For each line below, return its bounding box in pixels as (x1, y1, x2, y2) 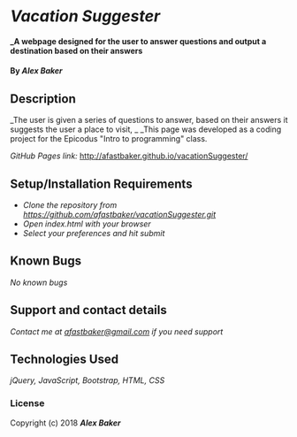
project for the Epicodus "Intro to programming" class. (10, 134, 208, 144)
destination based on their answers (10, 45, 143, 56)
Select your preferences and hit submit (22, 228, 165, 238)
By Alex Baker (10, 65, 63, 76)
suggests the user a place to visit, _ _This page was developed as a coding (10, 124, 282, 134)
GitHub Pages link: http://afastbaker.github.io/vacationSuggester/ (10, 150, 248, 161)
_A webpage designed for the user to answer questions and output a (10, 35, 267, 46)
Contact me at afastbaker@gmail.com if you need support (10, 326, 224, 337)
